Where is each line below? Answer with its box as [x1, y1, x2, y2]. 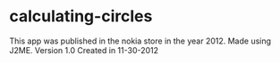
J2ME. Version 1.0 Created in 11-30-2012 [9, 44, 159, 55]
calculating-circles [9, 6, 153, 27]
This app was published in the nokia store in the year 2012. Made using [9, 35, 271, 46]
